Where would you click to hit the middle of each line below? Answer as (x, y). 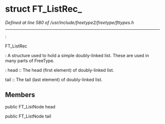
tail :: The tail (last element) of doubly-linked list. (54, 80)
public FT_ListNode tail (28, 116)
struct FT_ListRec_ (43, 9)
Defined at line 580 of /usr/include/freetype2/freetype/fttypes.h (69, 22)
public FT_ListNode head (30, 106)
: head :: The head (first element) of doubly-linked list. (60, 70)
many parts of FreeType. (30, 61)
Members (20, 95)
